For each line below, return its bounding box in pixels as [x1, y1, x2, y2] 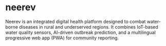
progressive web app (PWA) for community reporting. [5, 35, 119, 41]
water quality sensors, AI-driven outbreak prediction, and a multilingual [5, 29, 156, 35]
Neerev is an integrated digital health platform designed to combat [5, 18, 146, 25]
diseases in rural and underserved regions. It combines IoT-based [19, 24, 158, 30]
